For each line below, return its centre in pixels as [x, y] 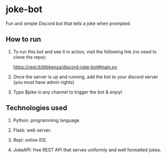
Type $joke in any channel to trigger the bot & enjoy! [68, 92]
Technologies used [36, 108]
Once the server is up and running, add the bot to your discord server [86, 77]
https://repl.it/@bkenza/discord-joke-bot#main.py [65, 67]
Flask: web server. [32, 130]
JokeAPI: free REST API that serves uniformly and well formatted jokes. [87, 150]
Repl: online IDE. [30, 140]
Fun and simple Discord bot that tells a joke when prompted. [68, 23]
